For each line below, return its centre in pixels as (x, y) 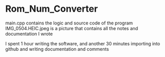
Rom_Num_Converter (52, 9)
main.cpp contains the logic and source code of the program (69, 23)
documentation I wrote (29, 34)
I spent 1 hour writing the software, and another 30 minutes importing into (83, 43)
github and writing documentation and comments (57, 49)
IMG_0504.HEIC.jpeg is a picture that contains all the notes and (72, 28)
